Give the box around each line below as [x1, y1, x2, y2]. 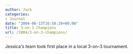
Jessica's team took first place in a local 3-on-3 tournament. [5, 44, 129, 49]
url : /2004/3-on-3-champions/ [5, 30, 68, 35]
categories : [5, 12, 30, 17]
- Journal [5, 16, 26, 21]
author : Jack [5, 7, 32, 12]
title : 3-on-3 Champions [5, 26, 56, 30]
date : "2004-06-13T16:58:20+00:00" [5, 21, 79, 26]
